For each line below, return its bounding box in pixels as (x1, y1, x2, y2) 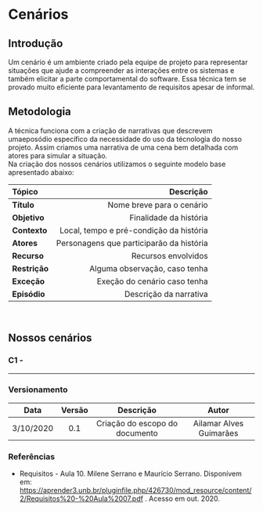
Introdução (8, 37, 63, 50)
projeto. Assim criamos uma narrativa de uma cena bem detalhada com (8, 143, 239, 152)
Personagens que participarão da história (56, 237, 209, 248)
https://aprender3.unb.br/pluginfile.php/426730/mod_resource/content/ (19, 486, 252, 495)
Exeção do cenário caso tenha (96, 276, 209, 287)
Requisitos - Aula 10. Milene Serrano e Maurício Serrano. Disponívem (19, 469, 243, 479)
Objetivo (12, 212, 45, 223)
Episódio (12, 288, 45, 299)
